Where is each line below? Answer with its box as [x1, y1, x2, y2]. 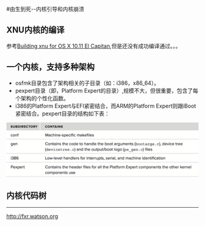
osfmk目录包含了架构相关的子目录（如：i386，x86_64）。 [15, 79, 160, 87]
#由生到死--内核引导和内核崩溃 [6, 5, 84, 12]
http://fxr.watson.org [6, 213, 59, 220]
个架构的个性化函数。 [15, 94, 69, 102]
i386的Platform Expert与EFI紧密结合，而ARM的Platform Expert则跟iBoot [15, 102, 196, 109]
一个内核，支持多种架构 [6, 62, 95, 72]
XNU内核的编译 [6, 25, 65, 35]
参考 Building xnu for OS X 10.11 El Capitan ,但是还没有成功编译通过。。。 [6, 42, 181, 49]
